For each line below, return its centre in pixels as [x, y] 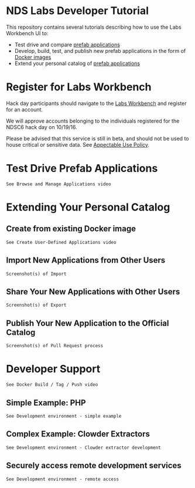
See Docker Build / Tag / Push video [52, 385]
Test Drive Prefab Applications [82, 169]
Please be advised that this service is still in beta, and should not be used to [97, 138]
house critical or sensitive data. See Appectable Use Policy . [78, 144]
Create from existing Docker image [71, 229]
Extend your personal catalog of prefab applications [77, 63]
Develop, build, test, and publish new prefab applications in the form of [100, 50]
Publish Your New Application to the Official [88, 323]
